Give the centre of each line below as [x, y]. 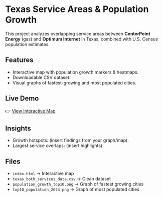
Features [19, 60]
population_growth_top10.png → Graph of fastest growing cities [78, 184]
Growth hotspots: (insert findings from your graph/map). [70, 140]
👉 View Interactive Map [30, 110]
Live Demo [22, 98]
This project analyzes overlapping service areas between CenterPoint [78, 33]
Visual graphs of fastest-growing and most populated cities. [74, 82]
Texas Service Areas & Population [77, 9]
